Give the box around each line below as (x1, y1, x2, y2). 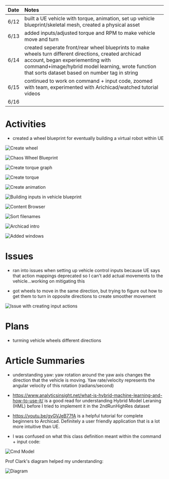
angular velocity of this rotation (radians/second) (12, 382, 114, 388)
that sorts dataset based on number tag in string (24, 69, 138, 76)
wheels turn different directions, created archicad (24, 50, 141, 57)
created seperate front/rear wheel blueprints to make (24, 44, 150, 51)
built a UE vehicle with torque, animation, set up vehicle (24, 15, 155, 22)
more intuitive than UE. (12, 423, 60, 430)
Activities (5, 119, 46, 130)
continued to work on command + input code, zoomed (24, 78, 153, 84)
